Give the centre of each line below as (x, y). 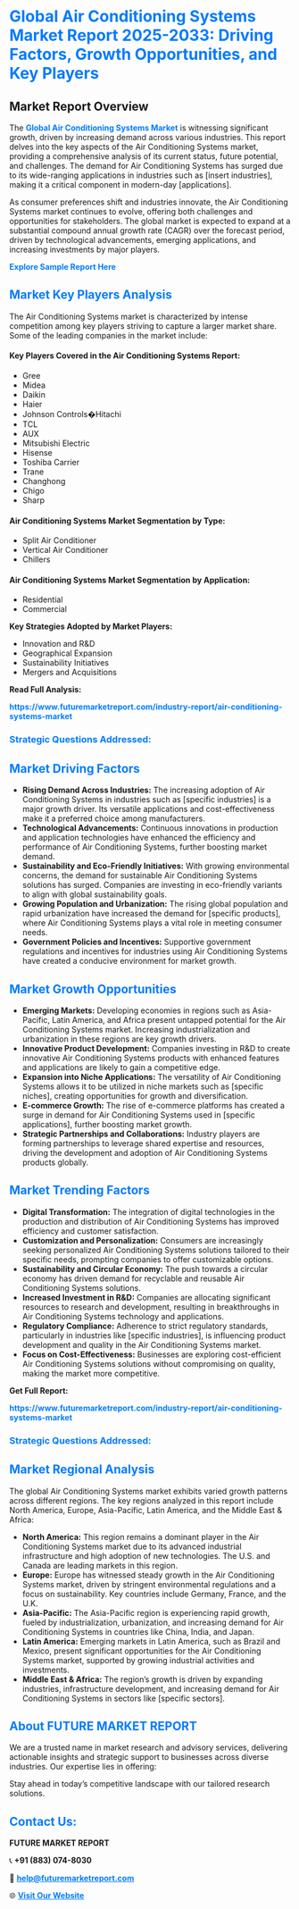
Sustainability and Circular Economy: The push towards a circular (145, 1268)
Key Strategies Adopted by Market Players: (91, 626)
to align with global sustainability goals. (95, 894)
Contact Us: (43, 1821)
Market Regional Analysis (82, 1470)
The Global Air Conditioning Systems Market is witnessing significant (139, 128)
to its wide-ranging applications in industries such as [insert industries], (141, 175)
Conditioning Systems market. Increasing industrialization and (136, 1029)
